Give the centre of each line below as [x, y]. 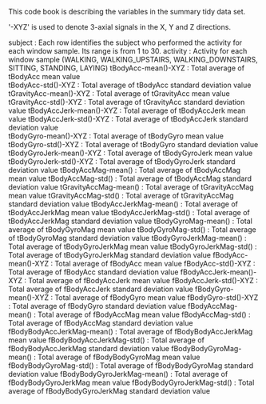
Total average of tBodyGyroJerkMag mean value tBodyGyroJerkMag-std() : [133, 246]
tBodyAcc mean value [44, 76]
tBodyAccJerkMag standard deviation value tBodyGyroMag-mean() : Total [131, 221]
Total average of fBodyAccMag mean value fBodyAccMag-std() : [144, 314]
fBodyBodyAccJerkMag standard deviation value [89, 348]
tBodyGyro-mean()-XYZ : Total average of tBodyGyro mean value [116, 136]
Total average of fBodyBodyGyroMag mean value [119, 357]
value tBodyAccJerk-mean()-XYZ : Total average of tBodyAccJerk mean [127, 110]
